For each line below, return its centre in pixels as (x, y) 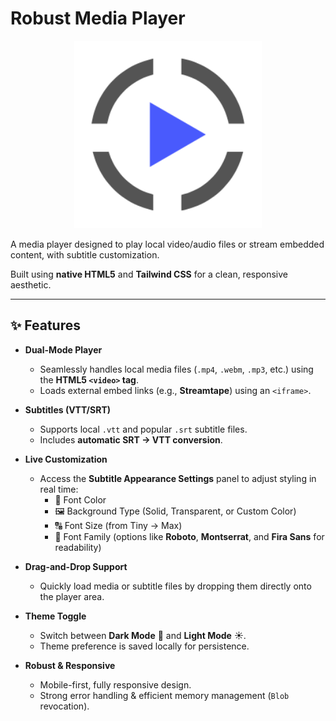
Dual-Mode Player (63, 349)
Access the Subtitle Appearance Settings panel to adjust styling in (178, 478)
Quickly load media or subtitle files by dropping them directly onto (175, 586)
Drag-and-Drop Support (76, 566)
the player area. (72, 596)
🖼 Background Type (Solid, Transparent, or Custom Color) (175, 511)
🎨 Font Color (80, 499)
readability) (78, 547)
